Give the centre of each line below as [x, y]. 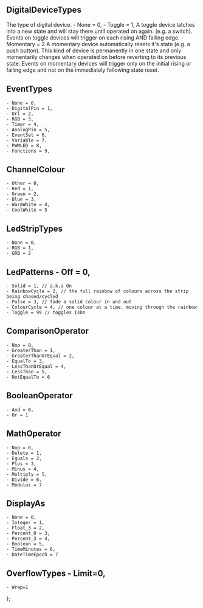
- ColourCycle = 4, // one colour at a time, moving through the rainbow [102, 307]
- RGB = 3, [20, 119]
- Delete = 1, [24, 453]
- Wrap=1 [17, 587]
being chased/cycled [33, 297]
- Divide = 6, [24, 480]
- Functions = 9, [28, 151]
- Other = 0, [23, 184]
